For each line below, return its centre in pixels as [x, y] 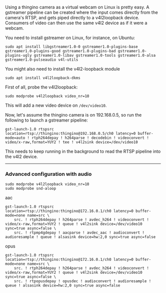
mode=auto [15, 138]
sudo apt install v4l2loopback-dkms [43, 78]
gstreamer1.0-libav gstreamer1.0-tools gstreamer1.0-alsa [95, 55]
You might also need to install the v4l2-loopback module [62, 69]
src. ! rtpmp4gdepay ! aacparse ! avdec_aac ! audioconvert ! [79, 233]
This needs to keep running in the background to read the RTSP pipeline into [83, 151]
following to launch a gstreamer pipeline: [46, 120]
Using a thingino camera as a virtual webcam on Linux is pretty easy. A [77, 7]
